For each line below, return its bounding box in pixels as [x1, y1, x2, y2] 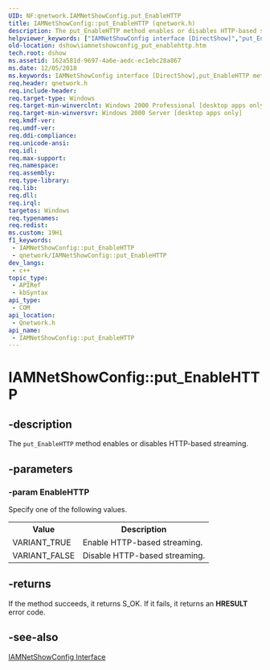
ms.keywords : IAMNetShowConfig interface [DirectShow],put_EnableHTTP [8, 72, 250, 80]
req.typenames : [8, 214, 59, 222]
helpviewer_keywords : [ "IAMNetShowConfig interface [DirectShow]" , [8, 34, 239, 43]
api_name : [8, 326, 42, 334]
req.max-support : [8, 154, 67, 162]
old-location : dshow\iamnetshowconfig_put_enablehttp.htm [8, 42, 207, 50]
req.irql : [8, 199, 42, 207]
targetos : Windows [8, 206, 70, 214]
